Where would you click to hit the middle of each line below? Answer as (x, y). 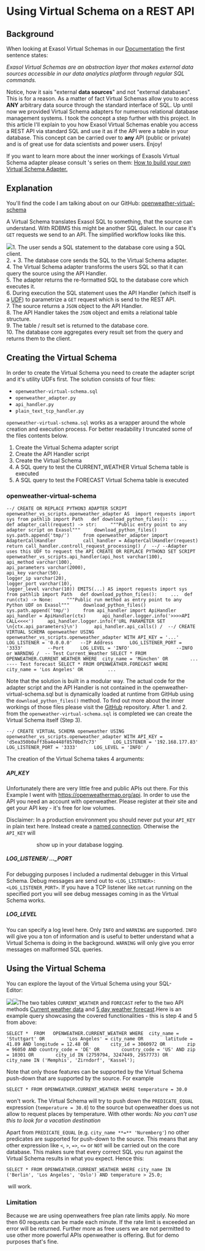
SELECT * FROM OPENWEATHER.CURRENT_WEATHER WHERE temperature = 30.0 (97, 1089)
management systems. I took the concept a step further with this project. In (101, 118)
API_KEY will (21, 833)
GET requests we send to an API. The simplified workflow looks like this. (96, 234)
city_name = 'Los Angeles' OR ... (61, 669)
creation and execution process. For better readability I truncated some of (99, 429)
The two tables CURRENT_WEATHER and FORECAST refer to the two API (101, 1003)
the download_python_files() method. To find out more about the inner (95, 700)
